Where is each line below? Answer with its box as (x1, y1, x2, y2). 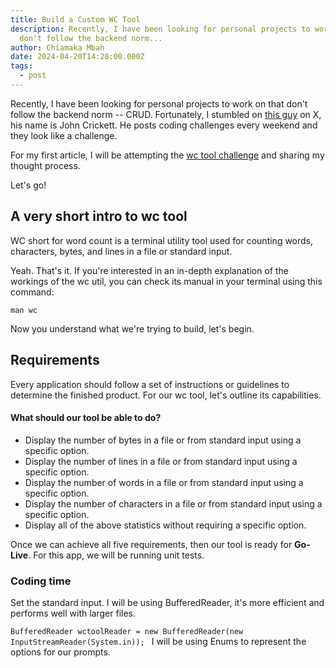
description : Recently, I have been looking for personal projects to (10, 24, 311, 34)
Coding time (10, 574, 72, 588)
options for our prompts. (10, 646, 111, 658)
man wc (10, 305, 38, 315)
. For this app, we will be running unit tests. (28, 549, 205, 561)
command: (10, 286, 55, 298)
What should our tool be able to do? (10, 412, 162, 424)
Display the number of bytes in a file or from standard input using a (24, 434, 302, 446)
